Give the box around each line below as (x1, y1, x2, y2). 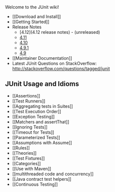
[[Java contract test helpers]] (12, 176, 72, 182)
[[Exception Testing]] (12, 114, 55, 120)
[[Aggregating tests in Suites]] (12, 103, 73, 109)
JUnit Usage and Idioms (5, 80, 79, 88)
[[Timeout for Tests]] (12, 129, 54, 135)
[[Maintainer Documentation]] (12, 55, 72, 61)
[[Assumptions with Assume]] (12, 140, 72, 145)
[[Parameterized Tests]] (12, 134, 60, 140)
